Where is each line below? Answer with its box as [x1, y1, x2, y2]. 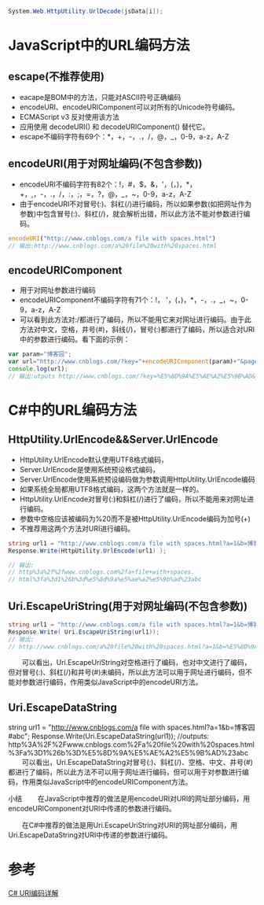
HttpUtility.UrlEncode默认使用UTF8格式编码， [19, 455, 168, 464]
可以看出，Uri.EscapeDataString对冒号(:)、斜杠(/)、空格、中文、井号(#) [21, 758, 254, 767]
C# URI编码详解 [8, 888, 59, 898]
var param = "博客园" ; [8, 350, 72, 358]
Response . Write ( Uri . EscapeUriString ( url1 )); [8, 628, 159, 636]
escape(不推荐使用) [8, 70, 104, 83]
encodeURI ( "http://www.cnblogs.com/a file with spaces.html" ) [8, 235, 216, 242]
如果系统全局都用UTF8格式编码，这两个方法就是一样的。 [19, 484, 203, 493]
